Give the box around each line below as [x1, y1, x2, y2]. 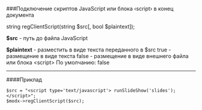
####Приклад [6, 76, 42, 83]
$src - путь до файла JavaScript [6, 35, 88, 41]
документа [6, 11, 34, 19]
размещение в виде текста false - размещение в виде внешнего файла [6, 53, 189, 59]
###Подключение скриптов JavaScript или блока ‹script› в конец [6, 5, 174, 12]
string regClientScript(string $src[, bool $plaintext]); [6, 23, 135, 30]
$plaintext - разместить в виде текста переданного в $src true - [6, 46, 171, 53]
